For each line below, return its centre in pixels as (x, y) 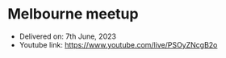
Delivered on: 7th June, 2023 (67, 36)
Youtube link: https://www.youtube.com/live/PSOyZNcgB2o (118, 44)
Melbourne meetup (73, 14)
